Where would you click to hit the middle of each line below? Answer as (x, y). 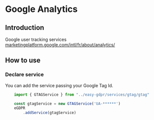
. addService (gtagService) (50, 113)
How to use (23, 60)
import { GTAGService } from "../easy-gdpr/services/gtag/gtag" (82, 95)
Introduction (25, 28)
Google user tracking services (36, 39)
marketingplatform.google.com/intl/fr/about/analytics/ (60, 45)
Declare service (25, 75)
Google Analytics (41, 9)
